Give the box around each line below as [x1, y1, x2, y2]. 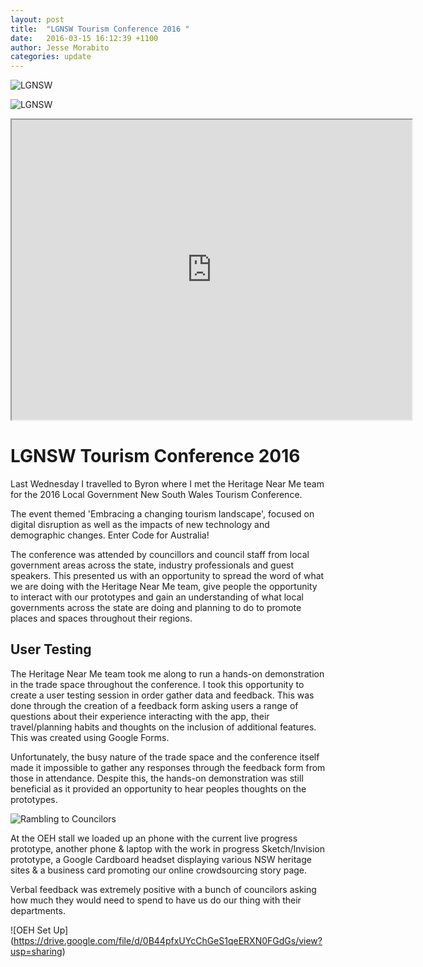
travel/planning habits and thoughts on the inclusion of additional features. [10, 721, 317, 733]
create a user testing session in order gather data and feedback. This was [10, 689, 315, 701]
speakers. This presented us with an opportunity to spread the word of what [10, 570, 325, 582]
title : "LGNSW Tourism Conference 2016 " [10, 24, 190, 34]
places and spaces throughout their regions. [10, 612, 193, 625]
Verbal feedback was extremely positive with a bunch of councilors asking [10, 883, 317, 895]
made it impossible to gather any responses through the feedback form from [10, 761, 326, 773]
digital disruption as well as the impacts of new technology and [10, 519, 270, 531]
